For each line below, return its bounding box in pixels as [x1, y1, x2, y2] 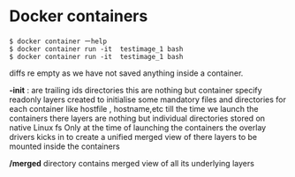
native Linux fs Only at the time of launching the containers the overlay [9, 122, 267, 133]
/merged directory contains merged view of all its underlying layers [9, 158, 254, 168]
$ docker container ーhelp [9, 37, 108, 46]
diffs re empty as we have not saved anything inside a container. [9, 68, 244, 78]
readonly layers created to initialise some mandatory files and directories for [9, 94, 287, 105]
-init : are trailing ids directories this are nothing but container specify [9, 85, 262, 95]
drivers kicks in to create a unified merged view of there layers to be [9, 131, 258, 142]
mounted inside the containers [9, 141, 121, 151]
